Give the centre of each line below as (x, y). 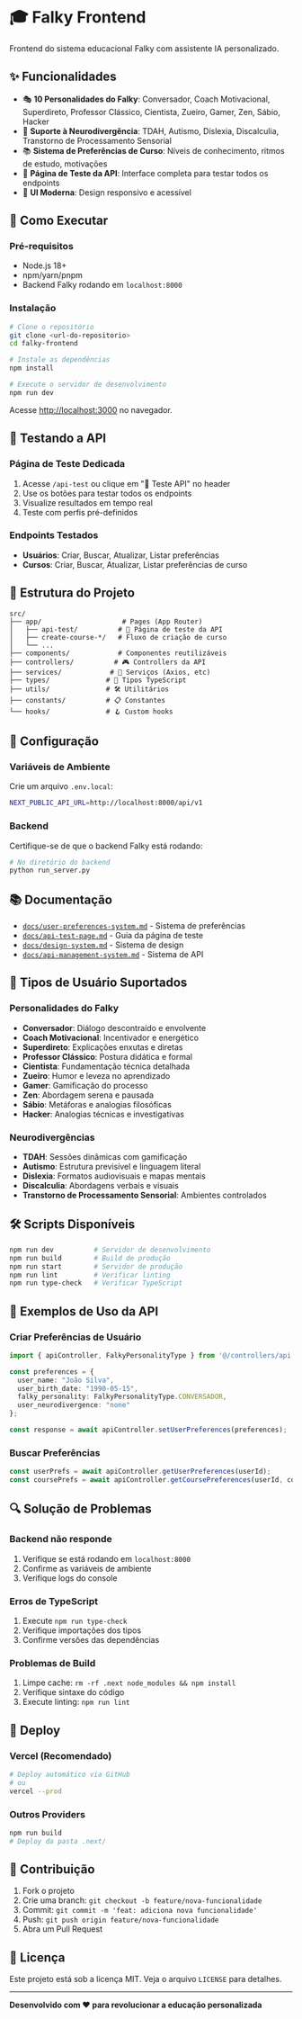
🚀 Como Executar (59, 221)
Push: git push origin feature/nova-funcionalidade (120, 1920)
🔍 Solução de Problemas (81, 1509)
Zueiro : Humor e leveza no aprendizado (96, 1075)
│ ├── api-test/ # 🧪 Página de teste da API (116, 629)
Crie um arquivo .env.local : (62, 786)
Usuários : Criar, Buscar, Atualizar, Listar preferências (121, 555)
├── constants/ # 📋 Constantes (88, 700)
